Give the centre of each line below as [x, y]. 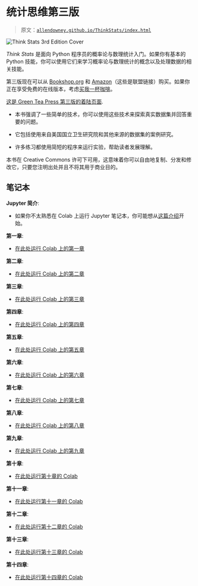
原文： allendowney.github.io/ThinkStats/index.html [86, 30]
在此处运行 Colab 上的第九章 [50, 450]
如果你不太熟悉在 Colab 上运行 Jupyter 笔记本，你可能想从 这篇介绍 [97, 215]
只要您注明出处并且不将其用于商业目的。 [71, 167]
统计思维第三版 [43, 12]
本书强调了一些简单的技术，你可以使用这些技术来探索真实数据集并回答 [101, 114]
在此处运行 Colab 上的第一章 [50, 248]
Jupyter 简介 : [23, 203]
